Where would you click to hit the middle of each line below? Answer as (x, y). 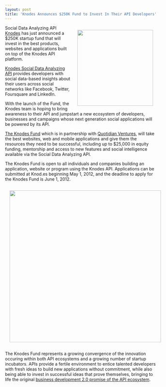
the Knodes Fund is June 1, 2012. (38, 179)
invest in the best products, (32, 43)
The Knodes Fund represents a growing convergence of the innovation (75, 353)
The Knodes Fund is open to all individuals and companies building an (75, 164)
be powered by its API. (28, 124)
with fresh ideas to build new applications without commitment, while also (79, 369)
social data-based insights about (38, 79)
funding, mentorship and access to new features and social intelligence (76, 149)
